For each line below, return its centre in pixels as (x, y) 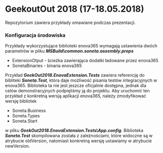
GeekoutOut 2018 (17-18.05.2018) (75, 9)
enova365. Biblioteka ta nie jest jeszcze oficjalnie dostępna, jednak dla (76, 86)
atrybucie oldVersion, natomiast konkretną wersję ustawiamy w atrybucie (79, 141)
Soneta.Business (29, 110)
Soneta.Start (25, 121)
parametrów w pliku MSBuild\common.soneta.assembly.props (69, 51)
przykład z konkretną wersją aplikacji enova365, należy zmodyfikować (76, 96)
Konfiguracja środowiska (35, 35)
